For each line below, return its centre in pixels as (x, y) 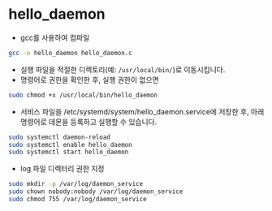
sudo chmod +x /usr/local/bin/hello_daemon (83, 95)
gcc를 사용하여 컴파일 (55, 37)
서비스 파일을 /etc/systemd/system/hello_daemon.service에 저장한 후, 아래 (142, 111)
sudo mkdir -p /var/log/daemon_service (76, 184)
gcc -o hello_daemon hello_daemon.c (70, 53)
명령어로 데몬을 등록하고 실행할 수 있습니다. (89, 122)
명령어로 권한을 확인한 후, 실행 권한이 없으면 (90, 80)
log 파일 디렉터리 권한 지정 (62, 169)
